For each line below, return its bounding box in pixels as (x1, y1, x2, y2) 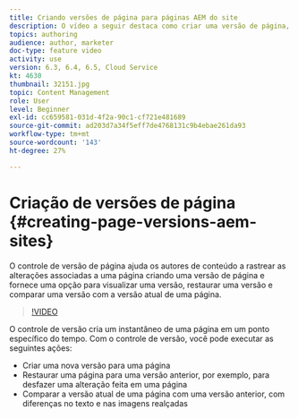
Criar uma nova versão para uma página (21, 360, 171, 371)
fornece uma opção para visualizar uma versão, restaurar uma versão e (9, 279, 273, 290)
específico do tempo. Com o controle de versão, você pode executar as (9, 333, 275, 344)
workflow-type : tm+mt (9, 130, 90, 139)
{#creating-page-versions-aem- (9, 211, 258, 232)
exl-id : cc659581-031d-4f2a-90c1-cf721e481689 (9, 113, 186, 122)
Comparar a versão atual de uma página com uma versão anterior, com (21, 388, 285, 399)
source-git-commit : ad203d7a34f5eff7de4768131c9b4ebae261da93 (9, 122, 246, 131)
